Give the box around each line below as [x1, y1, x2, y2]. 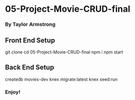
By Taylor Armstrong [5, 21, 56, 28]
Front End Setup [5, 36, 55, 45]
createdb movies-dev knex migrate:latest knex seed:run [5, 76, 118, 82]
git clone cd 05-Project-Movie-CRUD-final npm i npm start [5, 49, 123, 55]
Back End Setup [5, 63, 54, 72]
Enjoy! [5, 88, 21, 95]
